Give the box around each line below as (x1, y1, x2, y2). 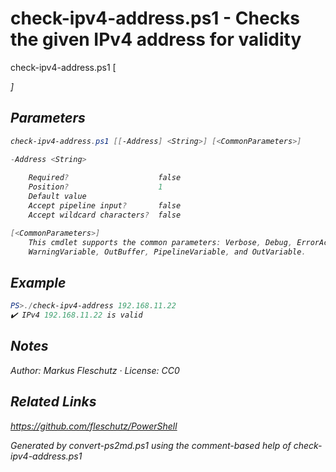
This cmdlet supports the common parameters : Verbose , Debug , (28, 237, 293, 247)
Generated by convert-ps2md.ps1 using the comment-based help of (10, 439, 292, 451)
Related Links (10, 393, 97, 411)
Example (10, 274, 67, 291)
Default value (28, 192, 87, 202)
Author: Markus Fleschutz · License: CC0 (10, 364, 180, 376)
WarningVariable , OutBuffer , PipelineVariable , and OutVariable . (28, 247, 307, 257)
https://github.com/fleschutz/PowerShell (10, 420, 178, 432)
